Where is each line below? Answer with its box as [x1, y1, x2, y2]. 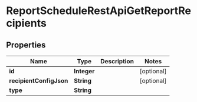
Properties [6, 40, 46, 50]
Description [100, 57, 134, 65]
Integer [73, 67, 95, 75]
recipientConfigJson [9, 77, 68, 84]
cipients [6, 16, 47, 30]
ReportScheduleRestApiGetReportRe [6, 4, 192, 18]
